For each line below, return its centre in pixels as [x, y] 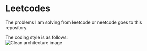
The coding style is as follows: [37, 37]
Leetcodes [28, 9]
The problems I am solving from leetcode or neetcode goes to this [74, 22]
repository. [16, 27]
